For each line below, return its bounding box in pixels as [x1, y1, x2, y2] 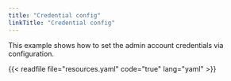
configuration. [8, 49, 54, 58]
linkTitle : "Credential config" [8, 19, 115, 27]
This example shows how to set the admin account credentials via [8, 40, 224, 50]
